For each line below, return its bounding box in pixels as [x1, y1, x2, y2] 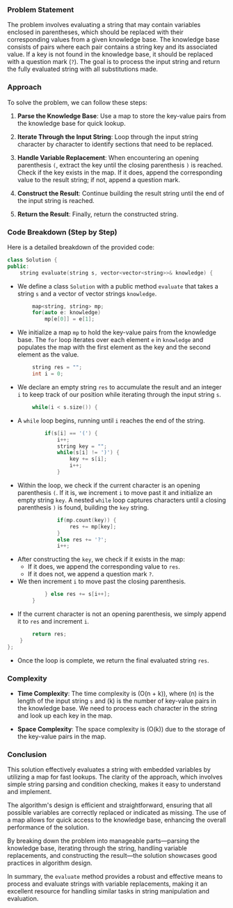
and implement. [7, 788, 52, 796]
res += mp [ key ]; [69, 523, 117, 530]
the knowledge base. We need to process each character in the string [17, 704, 218, 712]
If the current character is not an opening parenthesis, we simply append [17, 610, 227, 618]
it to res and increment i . [17, 617, 89, 626]
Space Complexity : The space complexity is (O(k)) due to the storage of [17, 724, 226, 733]
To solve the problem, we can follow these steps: [7, 98, 148, 106]
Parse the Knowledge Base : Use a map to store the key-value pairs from [17, 111, 226, 120]
